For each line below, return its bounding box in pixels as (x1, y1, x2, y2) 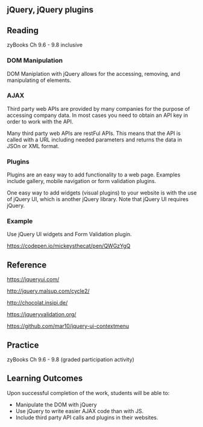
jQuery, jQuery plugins (7, 5, 94, 15)
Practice (7, 340, 39, 350)
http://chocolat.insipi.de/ (7, 299, 68, 307)
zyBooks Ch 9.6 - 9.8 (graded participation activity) (7, 356, 135, 363)
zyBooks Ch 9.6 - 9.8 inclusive (7, 42, 83, 49)
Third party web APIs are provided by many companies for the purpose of (7, 105, 190, 112)
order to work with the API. (7, 117, 73, 125)
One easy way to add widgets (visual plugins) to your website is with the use (7, 189, 197, 196)
